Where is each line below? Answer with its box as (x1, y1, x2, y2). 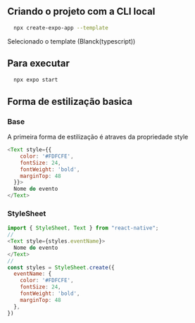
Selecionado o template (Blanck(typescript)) (7, 37, 136, 45)
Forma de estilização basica (7, 95, 133, 108)
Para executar (7, 58, 70, 70)
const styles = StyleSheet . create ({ (7, 264, 115, 271)
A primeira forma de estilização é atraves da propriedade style (7, 133, 189, 141)
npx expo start (13, 76, 58, 83)
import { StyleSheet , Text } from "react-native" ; (7, 224, 159, 232)
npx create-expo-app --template (13, 24, 109, 31)
